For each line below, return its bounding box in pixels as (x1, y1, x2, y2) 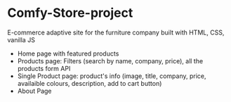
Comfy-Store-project (7, 5, 133, 21)
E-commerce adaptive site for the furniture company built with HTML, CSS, (7, 28, 225, 37)
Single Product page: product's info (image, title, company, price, (17, 72, 206, 80)
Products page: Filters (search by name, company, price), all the (17, 56, 204, 65)
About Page (17, 87, 52, 95)
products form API (17, 64, 71, 72)
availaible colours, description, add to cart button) (17, 79, 162, 87)
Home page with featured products (17, 49, 119, 58)
